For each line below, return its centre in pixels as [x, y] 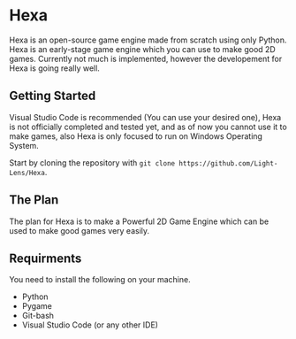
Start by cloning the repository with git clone [92, 162]
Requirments [46, 258]
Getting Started [53, 96]
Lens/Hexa [27, 173]
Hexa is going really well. [54, 68]
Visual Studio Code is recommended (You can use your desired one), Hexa [145, 117]
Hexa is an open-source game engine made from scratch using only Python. [148, 40]
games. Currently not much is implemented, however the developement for [146, 58]
